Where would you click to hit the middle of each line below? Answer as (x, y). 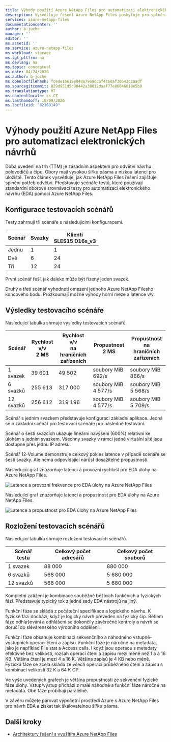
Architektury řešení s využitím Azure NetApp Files (65, 734)
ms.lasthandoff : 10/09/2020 (35, 100)
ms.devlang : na (21, 62)
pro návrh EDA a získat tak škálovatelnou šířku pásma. (62, 706)
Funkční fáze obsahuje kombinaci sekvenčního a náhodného (69, 637)
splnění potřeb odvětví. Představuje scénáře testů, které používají (74, 183)
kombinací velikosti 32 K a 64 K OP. (42, 670)
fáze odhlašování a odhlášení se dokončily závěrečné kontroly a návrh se (82, 622)
